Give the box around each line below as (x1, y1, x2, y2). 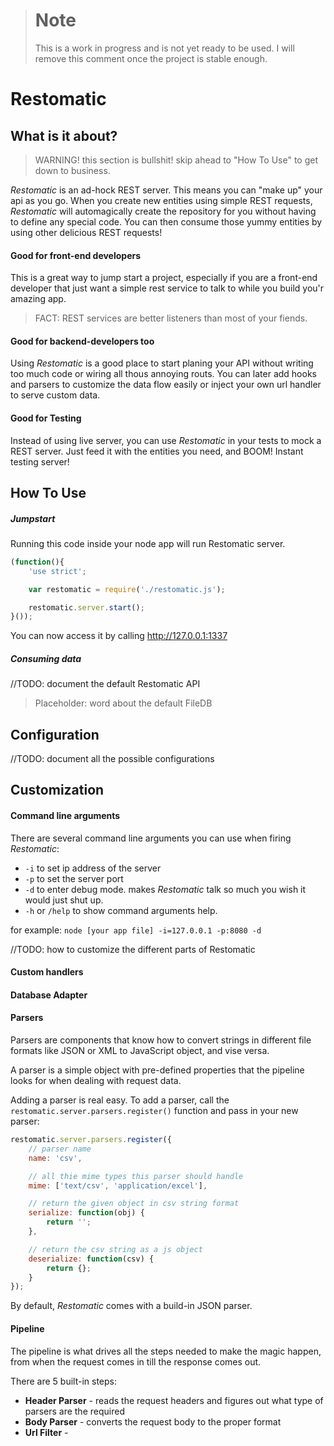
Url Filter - (24, 1426, 69, 1438)
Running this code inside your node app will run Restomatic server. (10, 537, 286, 549)
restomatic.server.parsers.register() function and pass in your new (10, 1105, 299, 1117)
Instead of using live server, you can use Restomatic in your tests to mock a (10, 434, 322, 446)
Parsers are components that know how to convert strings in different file (10, 1034, 312, 1046)
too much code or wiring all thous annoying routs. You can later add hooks (10, 368, 317, 380)
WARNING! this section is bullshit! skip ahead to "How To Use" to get (34, 154, 319, 166)
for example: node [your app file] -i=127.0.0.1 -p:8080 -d (10, 924, 262, 936)
